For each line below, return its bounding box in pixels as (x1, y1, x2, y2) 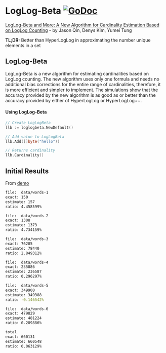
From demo (5, 180, 29, 186)
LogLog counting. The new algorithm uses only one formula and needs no (5, 76, 159, 82)
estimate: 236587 (5, 269, 42, 274)
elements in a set (5, 42, 41, 48)
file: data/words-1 (5, 190, 49, 195)
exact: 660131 (5, 334, 35, 339)
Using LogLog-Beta (5, 109, 47, 115)
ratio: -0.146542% (5, 297, 44, 302)
